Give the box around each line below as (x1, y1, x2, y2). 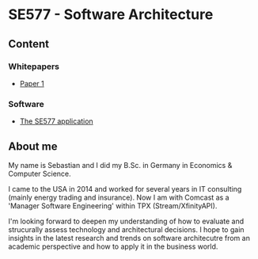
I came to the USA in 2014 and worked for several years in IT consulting (8, 184, 242, 193)
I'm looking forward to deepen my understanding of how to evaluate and (8, 216, 245, 226)
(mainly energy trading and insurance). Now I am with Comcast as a (8, 192, 230, 202)
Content (8, 37, 50, 51)
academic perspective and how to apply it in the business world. (8, 242, 218, 251)
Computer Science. (8, 169, 71, 178)
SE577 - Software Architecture (8, 6, 214, 24)
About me (8, 139, 58, 153)
